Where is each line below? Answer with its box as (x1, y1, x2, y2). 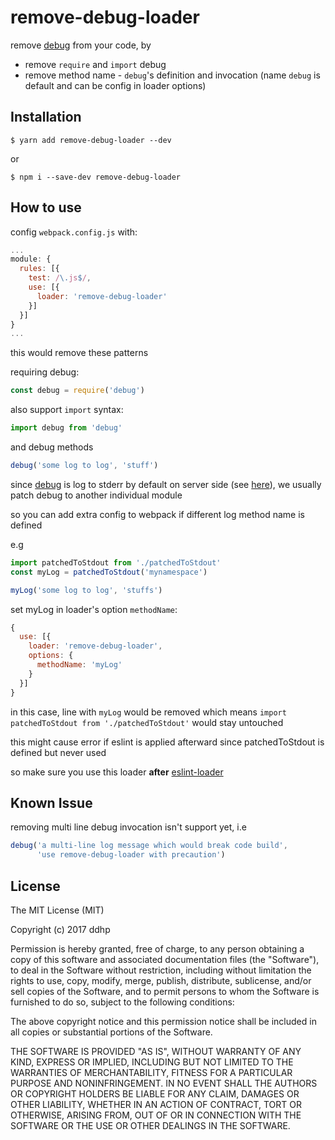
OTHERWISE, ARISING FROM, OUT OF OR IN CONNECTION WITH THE (10, 1109, 302, 1121)
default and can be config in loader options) (24, 79, 207, 91)
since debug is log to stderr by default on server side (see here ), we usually (10, 478, 322, 490)
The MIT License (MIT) (10, 904, 105, 916)
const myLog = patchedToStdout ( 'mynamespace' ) (10, 567, 208, 577)
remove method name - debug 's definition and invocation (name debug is (24, 69, 321, 81)
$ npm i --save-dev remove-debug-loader (10, 172, 182, 182)
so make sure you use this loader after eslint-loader (10, 766, 224, 778)
